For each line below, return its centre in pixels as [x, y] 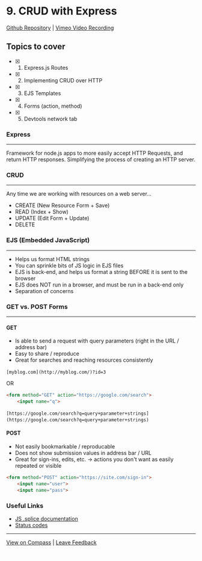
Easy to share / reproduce [47, 354]
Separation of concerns [44, 291]
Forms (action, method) [53, 106]
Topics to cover [36, 47]
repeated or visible [38, 466]
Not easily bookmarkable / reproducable [65, 447]
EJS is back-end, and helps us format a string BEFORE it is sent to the [101, 271]
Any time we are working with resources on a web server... [79, 194]
